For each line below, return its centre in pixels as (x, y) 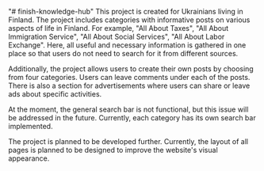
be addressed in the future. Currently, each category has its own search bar (132, 118)
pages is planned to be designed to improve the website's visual (113, 150)
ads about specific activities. (55, 94)
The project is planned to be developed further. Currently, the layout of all (128, 141)
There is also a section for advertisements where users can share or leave (129, 85)
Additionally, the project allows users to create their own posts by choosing (131, 69)
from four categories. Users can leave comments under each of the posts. (129, 77)
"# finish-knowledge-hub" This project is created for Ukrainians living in (126, 11)
